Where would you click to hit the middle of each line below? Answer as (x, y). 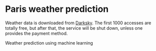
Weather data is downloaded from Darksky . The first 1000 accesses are (78, 23)
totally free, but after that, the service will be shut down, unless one (74, 28)
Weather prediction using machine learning (49, 43)
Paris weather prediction (57, 9)
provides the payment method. (36, 33)
